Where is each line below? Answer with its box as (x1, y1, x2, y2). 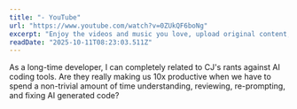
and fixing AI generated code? (9, 90, 120, 101)
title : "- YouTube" (9, 12, 82, 22)
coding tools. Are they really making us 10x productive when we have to (9, 72, 272, 82)
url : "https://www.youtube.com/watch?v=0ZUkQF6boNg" (9, 21, 208, 30)
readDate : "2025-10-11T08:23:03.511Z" (9, 37, 152, 47)
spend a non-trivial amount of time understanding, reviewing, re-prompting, (9, 81, 285, 91)
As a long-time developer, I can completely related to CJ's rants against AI (9, 62, 281, 73)
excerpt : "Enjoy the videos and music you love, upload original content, (9, 29, 292, 38)
